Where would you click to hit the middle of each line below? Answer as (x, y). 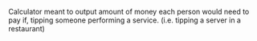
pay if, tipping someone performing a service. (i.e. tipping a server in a (124, 20)
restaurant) (27, 29)
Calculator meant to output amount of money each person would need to (129, 12)
